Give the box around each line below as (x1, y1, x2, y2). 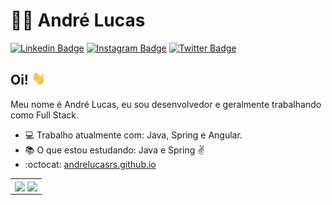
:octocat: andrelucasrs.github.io (24, 159, 157, 171)
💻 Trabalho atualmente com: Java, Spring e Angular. (24, 129, 243, 141)
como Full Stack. (10, 109, 79, 121)
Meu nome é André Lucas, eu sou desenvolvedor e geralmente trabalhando (10, 99, 322, 111)
